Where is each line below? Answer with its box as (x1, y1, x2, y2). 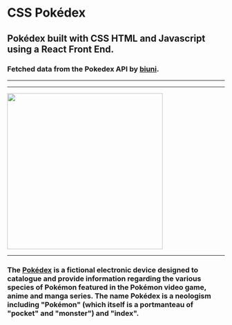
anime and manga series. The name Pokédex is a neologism (7, 291, 212, 301)
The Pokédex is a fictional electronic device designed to (7, 265, 199, 274)
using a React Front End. (7, 43, 115, 55)
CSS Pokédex (7, 5, 86, 21)
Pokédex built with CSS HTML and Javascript (7, 33, 206, 44)
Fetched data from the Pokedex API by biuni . (7, 64, 159, 73)
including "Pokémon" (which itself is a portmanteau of (7, 299, 194, 309)
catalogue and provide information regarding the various (7, 274, 202, 283)
